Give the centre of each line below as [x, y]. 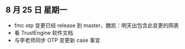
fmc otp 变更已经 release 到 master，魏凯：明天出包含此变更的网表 [97, 25]
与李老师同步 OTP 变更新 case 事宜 [57, 40]
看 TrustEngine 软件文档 [44, 32]
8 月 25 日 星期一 [36, 10]
